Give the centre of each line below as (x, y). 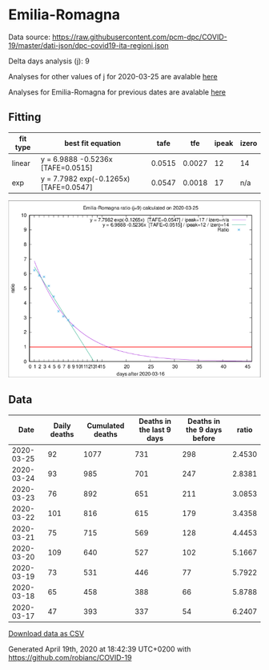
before (204, 438)
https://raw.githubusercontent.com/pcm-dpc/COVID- (140, 37)
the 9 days (204, 430)
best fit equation (92, 143)
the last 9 (155, 430)
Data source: (29, 37)
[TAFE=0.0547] (67, 187)
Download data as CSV (46, 634)
